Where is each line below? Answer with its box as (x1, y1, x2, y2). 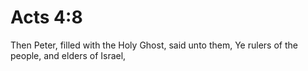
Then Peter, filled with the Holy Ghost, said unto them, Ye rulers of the (10, 39, 298, 51)
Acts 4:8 (10, 6, 83, 29)
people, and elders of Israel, (10, 49, 127, 61)
